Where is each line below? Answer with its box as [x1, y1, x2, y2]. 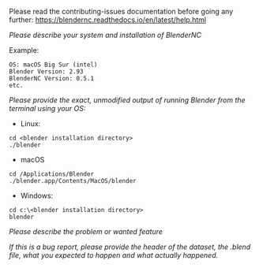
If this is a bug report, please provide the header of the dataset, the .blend [9, 242, 251, 251]
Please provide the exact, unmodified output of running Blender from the [9, 95, 246, 105]
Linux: [20, 119, 41, 128]
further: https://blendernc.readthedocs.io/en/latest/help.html [9, 15, 207, 24]
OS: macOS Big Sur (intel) [9, 61, 98, 69]
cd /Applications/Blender [9, 170, 94, 178]
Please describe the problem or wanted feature [9, 227, 163, 236]
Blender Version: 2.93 [9, 68, 84, 76]
